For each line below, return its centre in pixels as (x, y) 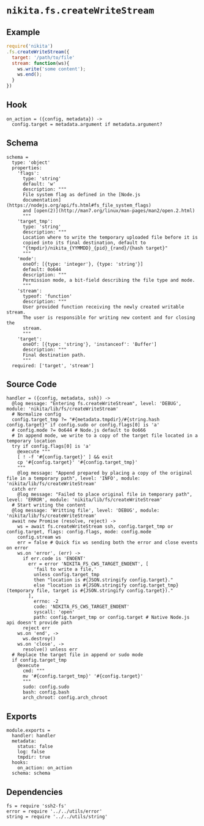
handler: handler (34, 736)
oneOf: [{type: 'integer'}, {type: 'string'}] (83, 264)
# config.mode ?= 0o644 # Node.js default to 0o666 (79, 430)
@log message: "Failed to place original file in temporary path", (105, 495)
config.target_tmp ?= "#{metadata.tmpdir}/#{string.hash (86, 420)
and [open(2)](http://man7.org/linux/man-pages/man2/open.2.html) (109, 210)
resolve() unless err (50, 649)
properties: (27, 168)
